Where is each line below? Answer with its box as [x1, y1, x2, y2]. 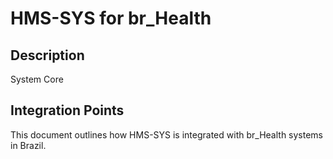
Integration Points [10, 102, 125, 119]
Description [10, 47, 85, 64]
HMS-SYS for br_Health [10, 7, 212, 30]
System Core [10, 73, 64, 85]
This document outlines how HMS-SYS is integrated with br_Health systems [10, 128, 324, 141]
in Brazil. [10, 139, 47, 151]
